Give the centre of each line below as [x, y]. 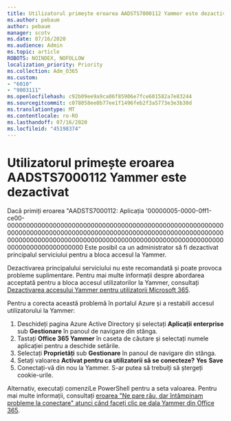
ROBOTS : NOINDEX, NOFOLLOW [46, 58]
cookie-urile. [35, 375]
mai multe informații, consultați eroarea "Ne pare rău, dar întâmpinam [105, 396]
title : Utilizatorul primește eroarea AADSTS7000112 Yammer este [102, 13]
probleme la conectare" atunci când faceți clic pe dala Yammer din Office [111, 403]
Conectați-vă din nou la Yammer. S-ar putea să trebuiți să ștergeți [110, 368]
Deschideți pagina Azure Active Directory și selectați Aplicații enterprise [120, 324]
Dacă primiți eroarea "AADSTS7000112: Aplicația [76, 211]
